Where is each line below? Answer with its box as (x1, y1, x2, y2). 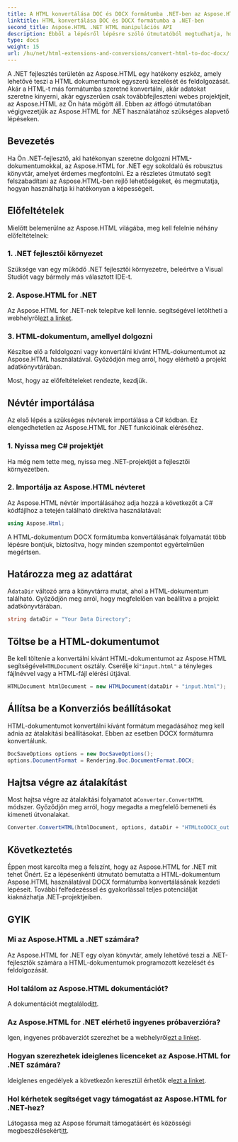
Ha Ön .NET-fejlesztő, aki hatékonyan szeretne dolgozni (7, 154, 171, 162)
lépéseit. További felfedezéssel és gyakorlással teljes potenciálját (7, 885, 198, 894)
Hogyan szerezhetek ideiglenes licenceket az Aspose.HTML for (7, 1051, 231, 1061)
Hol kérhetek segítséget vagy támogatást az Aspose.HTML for (7, 1094, 227, 1104)
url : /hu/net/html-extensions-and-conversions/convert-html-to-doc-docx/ (7, 50, 230, 57)
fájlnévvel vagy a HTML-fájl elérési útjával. (7, 670, 131, 678)
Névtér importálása (7, 397, 95, 409)
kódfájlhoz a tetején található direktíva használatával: (7, 506, 161, 514)
